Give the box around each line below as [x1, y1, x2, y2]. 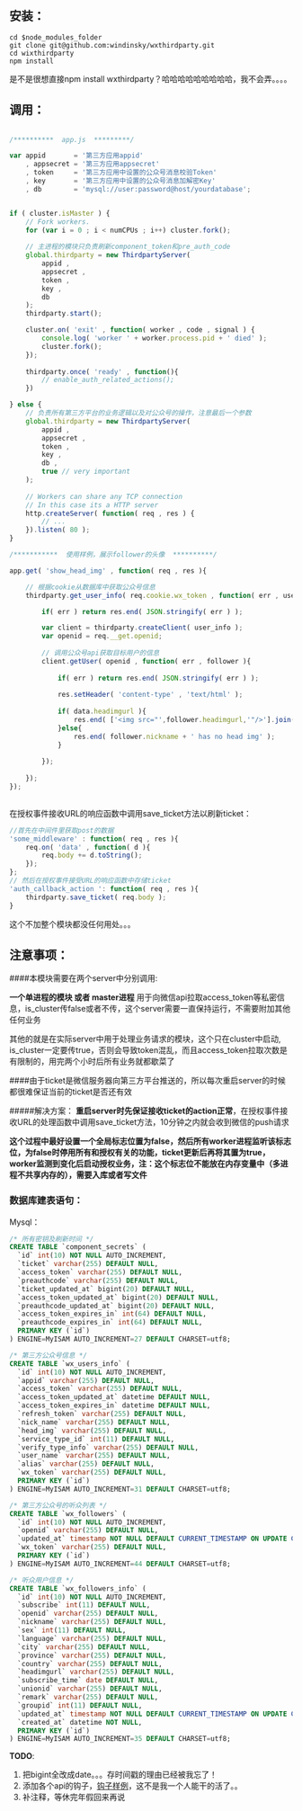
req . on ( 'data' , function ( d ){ [25, 843, 151, 852]
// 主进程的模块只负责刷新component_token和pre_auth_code [25, 242, 231, 252]
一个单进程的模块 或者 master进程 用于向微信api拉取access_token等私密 [9, 992, 278, 1003]
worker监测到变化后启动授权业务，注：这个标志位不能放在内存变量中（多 [9, 1158, 281, 1169]
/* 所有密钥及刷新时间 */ [9, 1235, 94, 1244]
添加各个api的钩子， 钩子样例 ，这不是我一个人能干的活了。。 [22, 1780, 243, 1791]
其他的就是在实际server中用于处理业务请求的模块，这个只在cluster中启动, [9, 1033, 281, 1045]
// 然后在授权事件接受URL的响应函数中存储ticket [9, 876, 173, 885]
